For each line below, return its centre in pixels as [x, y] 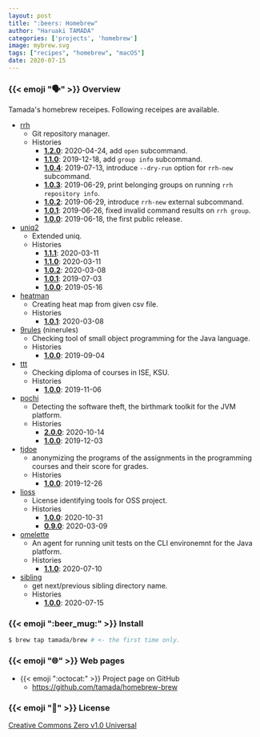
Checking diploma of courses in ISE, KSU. [100, 373]
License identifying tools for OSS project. [100, 501]
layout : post [30, 16]
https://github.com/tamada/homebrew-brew [105, 686]
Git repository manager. [71, 134]
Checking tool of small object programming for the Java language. [141, 339]
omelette [34, 535]
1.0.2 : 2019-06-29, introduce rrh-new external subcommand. [144, 202]
